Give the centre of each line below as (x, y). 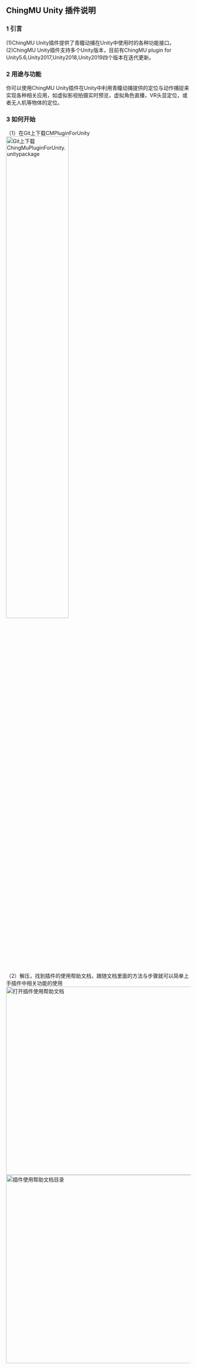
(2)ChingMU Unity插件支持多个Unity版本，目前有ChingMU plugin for (89, 50)
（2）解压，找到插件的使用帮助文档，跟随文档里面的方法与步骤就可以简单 (95, 976)
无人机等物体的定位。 (37, 102)
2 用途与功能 (24, 74)
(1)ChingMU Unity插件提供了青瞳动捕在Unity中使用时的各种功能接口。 (90, 42)
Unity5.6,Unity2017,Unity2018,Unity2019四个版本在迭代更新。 (80, 57)
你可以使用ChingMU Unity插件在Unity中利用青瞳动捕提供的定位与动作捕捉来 (98, 88)
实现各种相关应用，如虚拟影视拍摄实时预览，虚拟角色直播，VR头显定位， (94, 95)
